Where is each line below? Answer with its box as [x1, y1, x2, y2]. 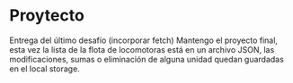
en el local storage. [9, 63, 81, 74]
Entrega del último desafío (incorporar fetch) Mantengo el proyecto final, [9, 35, 279, 46]
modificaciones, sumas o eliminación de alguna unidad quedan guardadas [9, 54, 285, 64]
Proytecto [9, 5, 85, 26]
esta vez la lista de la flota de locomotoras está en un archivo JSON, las [9, 44, 275, 54]
